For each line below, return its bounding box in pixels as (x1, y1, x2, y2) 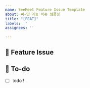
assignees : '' (5, 26, 35, 30)
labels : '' (5, 21, 28, 26)
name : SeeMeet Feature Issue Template (5, 7, 85, 12)
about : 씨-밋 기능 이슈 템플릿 (5, 12, 60, 17)
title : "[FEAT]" (5, 16, 39, 21)
